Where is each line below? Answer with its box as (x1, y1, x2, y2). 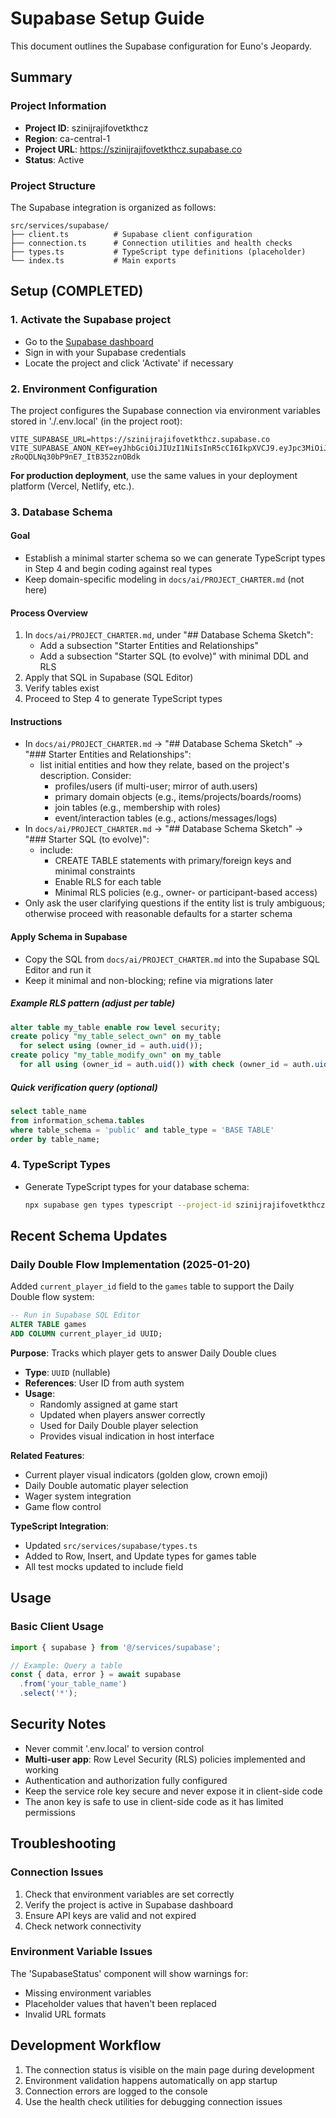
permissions (24, 1806, 76, 1818)
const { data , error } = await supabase (10, 1670, 182, 1680)
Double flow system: (10, 1291, 95, 1303)
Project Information (10, 99, 107, 113)
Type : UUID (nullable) (24, 1366, 111, 1378)
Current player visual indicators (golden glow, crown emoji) (24, 1468, 268, 1481)
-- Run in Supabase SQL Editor (10, 1310, 141, 1321)
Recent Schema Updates (10, 1228, 168, 1245)
